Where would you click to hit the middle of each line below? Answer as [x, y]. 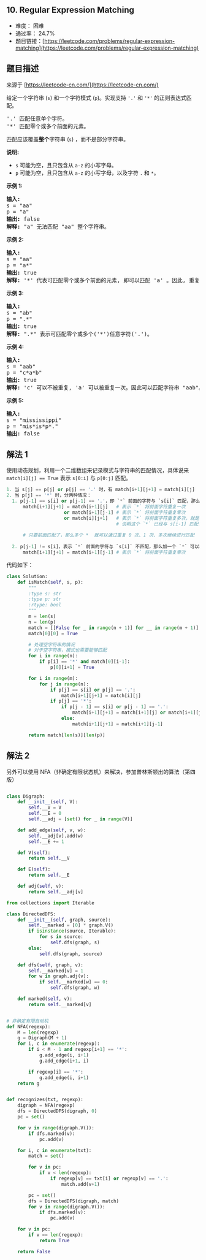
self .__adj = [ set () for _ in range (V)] [81, 819]
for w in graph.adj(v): [59, 976]
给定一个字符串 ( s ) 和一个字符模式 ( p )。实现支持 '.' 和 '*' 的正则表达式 [97, 97]
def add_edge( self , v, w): [52, 830]
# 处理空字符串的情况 [52, 644]
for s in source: [61, 937]
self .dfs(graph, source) [71, 954]
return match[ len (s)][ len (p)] [67, 735]
